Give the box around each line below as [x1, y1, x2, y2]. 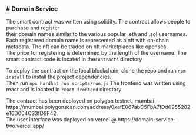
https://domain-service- [117, 116, 176, 123]
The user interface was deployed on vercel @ [6, 116, 117, 123]
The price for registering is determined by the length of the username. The [6, 50, 187, 57]
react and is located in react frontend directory [6, 86, 122, 93]
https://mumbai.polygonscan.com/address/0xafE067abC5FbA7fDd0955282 [6, 104, 191, 111]
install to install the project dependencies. [6, 73, 112, 81]
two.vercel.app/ [6, 123, 44, 130]
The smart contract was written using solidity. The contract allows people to [6, 18, 191, 25]
